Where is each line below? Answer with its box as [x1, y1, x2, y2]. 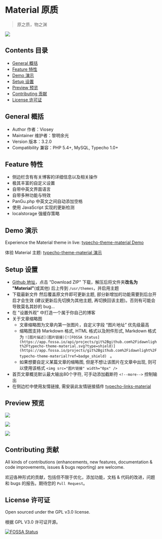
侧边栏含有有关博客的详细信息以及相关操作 [12, 174, 98, 180]
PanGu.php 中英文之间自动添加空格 [12, 199, 83, 204]
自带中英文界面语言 [12, 186, 51, 192]
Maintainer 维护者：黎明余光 [12, 132, 69, 138]
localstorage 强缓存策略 [12, 211, 60, 217]
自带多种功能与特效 [12, 192, 51, 198]
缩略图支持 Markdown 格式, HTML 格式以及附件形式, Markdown [19, 328, 147, 334]
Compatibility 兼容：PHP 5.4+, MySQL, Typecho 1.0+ [12, 144, 119, 150]
